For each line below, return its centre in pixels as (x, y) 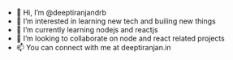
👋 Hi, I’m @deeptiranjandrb (61, 13)
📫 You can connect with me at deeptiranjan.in (94, 47)
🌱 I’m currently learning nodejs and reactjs (87, 30)
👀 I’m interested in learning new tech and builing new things (116, 21)
